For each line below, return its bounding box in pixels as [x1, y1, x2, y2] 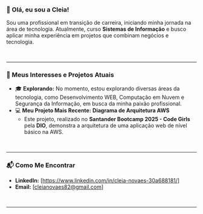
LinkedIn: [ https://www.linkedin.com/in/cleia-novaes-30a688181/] [14, 177, 180, 184]
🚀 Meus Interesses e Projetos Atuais [6, 71, 114, 79]
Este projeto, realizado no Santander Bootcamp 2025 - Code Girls [24, 115, 190, 122]
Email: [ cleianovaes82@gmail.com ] [14, 183, 104, 190]
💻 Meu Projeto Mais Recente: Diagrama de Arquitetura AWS [14, 107, 170, 114]
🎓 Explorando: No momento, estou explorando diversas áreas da [14, 84, 180, 92]
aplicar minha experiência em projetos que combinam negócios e [6, 32, 169, 39]
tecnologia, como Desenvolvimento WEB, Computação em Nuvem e [14, 93, 184, 101]
